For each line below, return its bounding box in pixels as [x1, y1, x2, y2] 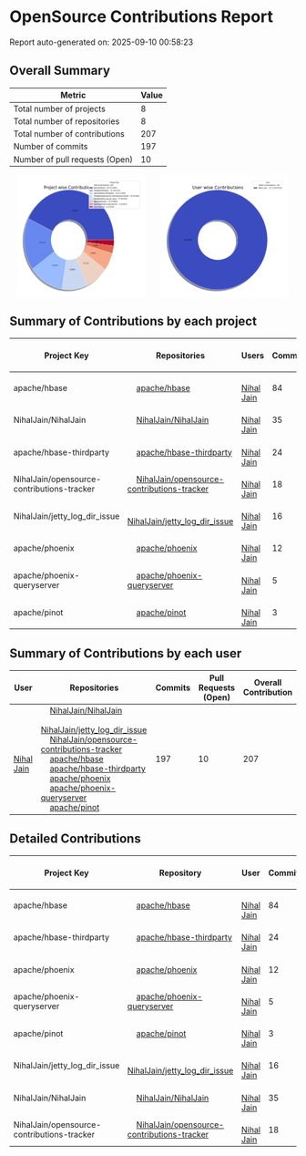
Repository [158, 867, 202, 878]
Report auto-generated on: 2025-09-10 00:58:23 [9, 36, 194, 47]
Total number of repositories [13, 116, 120, 127]
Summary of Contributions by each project [9, 314, 258, 329]
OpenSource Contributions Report [9, 6, 274, 27]
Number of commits [13, 141, 88, 152]
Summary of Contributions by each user [9, 645, 242, 661]
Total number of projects [13, 103, 107, 114]
